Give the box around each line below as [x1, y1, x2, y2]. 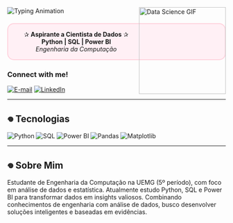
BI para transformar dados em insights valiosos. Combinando [7, 192, 182, 201]
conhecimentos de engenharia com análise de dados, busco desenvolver [7, 200, 216, 208]
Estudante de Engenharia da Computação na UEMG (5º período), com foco [7, 178, 222, 186]
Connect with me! [7, 69, 69, 79]
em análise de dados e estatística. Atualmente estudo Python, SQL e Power [7, 185, 223, 194]
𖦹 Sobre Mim [7, 159, 64, 171]
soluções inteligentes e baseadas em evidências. [7, 208, 148, 216]
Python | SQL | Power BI [41, 38, 112, 46]
